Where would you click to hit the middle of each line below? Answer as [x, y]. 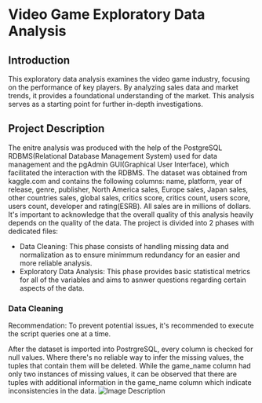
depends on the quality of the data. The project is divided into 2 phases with [131, 222]
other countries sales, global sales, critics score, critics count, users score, [129, 197]
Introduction [39, 60]
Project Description [56, 128]
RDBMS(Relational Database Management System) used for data [113, 156]
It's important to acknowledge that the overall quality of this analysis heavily [131, 214]
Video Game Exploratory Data [107, 15]
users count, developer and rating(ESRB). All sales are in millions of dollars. [129, 206]
